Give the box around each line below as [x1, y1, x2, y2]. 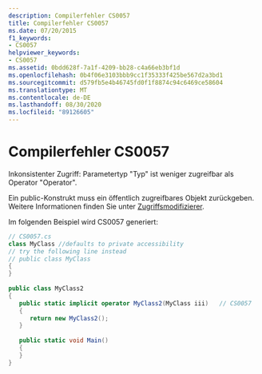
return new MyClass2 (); [29, 314, 109, 322]
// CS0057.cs [8, 233, 52, 241]
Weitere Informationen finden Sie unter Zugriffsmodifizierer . [8, 201, 205, 211]
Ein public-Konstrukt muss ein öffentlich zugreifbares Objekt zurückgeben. [8, 193, 254, 202]
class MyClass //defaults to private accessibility [8, 240, 184, 248]
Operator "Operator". [8, 177, 77, 187]
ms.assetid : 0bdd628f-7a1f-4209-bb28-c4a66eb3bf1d [8, 64, 181, 72]
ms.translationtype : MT [8, 86, 88, 94]
